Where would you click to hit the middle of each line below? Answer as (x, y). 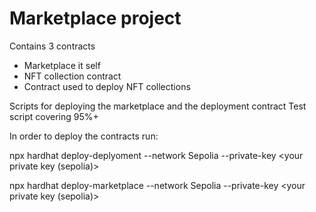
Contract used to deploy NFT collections (107, 86)
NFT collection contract (72, 76)
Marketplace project (95, 18)
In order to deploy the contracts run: (84, 136)
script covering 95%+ (54, 116)
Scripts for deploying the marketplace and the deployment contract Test (158, 106)
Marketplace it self (62, 65)
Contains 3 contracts (52, 46)
